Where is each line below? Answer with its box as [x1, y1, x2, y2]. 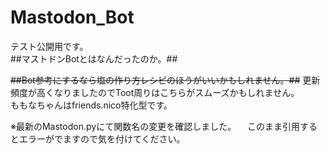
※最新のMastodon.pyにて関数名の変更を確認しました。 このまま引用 [10, 120, 301, 132]
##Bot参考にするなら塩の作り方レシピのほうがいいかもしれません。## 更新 [10, 74, 321, 86]
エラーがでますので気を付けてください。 [18, 132, 186, 145]
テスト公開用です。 [10, 40, 89, 52]
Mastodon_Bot [10, 6, 135, 29]
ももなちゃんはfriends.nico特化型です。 [10, 99, 173, 111]
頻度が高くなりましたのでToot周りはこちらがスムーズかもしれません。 [10, 86, 300, 98]
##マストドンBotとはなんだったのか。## [10, 52, 178, 65]
